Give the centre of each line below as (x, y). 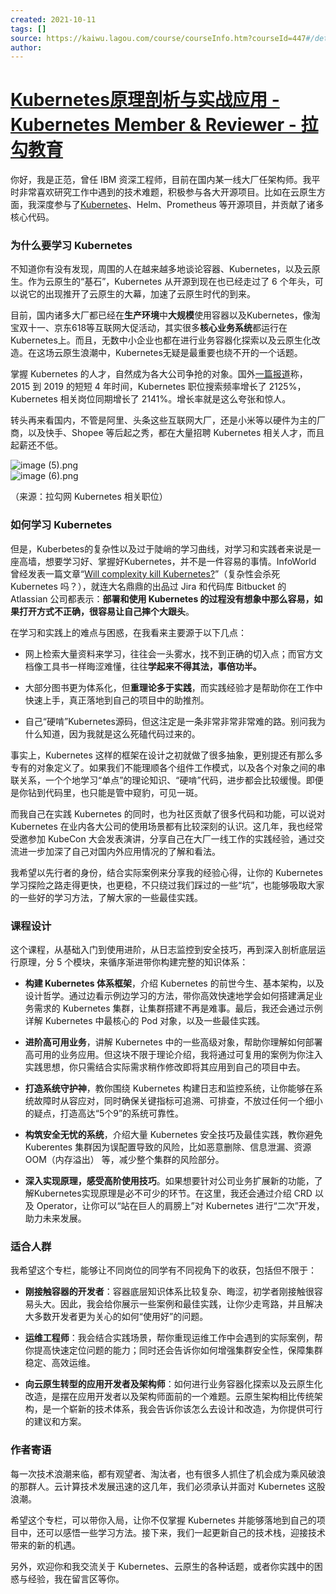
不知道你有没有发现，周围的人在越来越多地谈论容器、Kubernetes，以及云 (161, 269)
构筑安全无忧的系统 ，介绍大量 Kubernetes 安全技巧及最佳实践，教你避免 (173, 1135)
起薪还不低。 (36, 445)
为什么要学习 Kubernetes (71, 246)
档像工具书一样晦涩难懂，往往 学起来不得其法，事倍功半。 (143, 666)
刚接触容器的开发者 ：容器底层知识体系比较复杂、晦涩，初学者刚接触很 (169, 1292)
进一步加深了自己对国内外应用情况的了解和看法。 (119, 851)
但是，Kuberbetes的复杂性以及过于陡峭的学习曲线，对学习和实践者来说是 (161, 548)
